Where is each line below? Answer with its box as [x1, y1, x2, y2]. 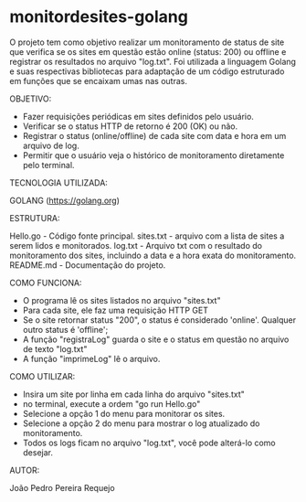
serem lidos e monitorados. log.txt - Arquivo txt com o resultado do [9, 240, 263, 251]
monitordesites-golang [9, 6, 189, 27]
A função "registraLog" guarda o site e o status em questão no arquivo [22, 334, 290, 345]
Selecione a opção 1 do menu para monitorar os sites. [22, 408, 226, 419]
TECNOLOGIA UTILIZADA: [9, 176, 108, 188]
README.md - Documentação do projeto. [9, 259, 166, 271]
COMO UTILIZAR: [9, 370, 76, 381]
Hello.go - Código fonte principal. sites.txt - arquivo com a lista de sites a [9, 230, 285, 241]
